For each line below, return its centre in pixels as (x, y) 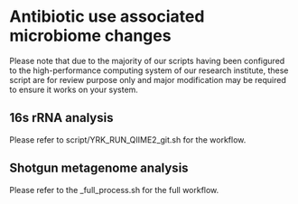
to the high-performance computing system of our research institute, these (149, 70)
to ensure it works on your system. (74, 89)
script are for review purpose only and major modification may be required (148, 79)
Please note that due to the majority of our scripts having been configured (147, 60)
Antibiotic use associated (107, 17)
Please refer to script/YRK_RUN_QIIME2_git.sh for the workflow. (128, 139)
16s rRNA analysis (61, 118)
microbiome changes (90, 36)
